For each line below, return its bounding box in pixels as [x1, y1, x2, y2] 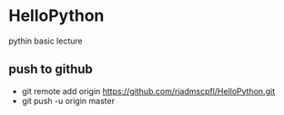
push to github [8, 62, 93, 77]
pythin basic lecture [8, 35, 83, 46]
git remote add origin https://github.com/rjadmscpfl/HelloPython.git [21, 85, 275, 96]
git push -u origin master [21, 95, 116, 106]
